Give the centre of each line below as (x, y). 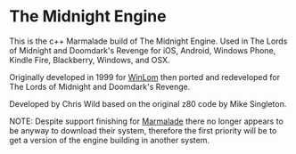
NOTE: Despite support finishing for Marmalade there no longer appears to (146, 121)
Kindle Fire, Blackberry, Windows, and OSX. (90, 60)
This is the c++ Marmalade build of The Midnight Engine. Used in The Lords (148, 41)
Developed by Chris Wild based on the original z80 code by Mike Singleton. (148, 103)
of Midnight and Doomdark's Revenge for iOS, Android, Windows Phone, (143, 50)
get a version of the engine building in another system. (110, 140)
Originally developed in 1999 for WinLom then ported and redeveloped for (145, 77)
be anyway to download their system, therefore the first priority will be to (143, 130)
